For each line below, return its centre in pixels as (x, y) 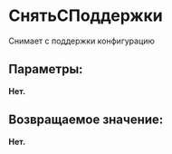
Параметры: (46, 69)
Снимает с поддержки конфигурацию (82, 41)
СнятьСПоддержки (86, 16)
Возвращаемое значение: (86, 120)
